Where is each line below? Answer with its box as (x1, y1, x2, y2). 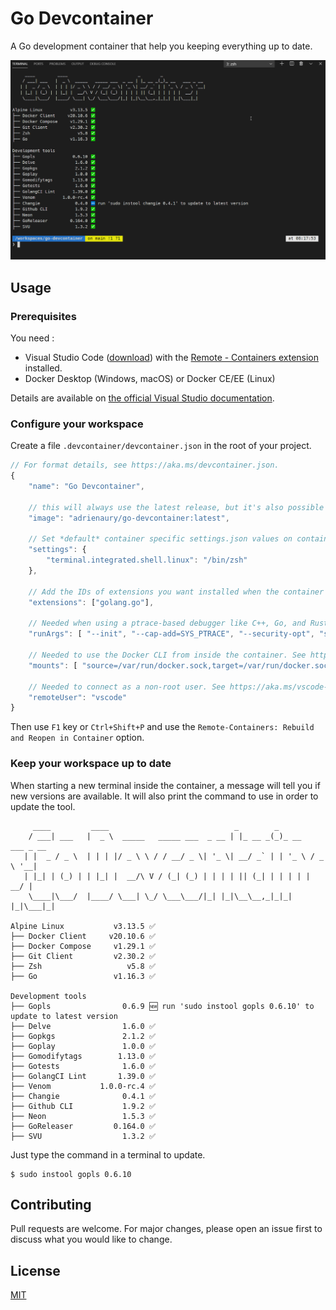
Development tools (10, 991, 87, 1001)
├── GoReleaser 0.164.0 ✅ (10, 1121, 156, 1131)
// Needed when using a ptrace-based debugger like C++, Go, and (28, 618, 307, 629)
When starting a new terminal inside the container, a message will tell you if (10, 779, 321, 791)
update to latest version (10, 1011, 118, 1021)
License (10, 1262, 61, 1279)
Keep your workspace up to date (10, 757, 172, 771)
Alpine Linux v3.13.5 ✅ (10, 921, 156, 931)
